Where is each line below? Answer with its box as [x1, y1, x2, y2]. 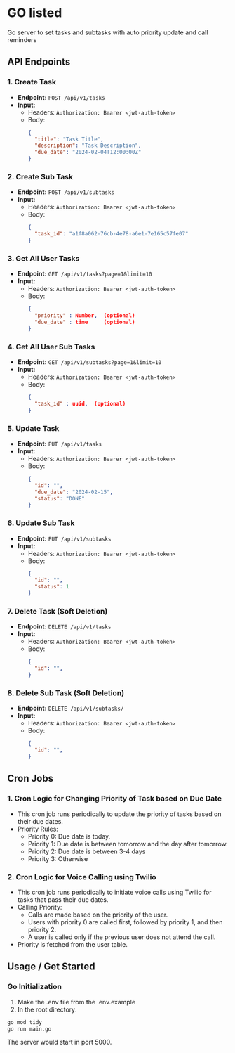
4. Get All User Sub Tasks [7, 342, 95, 351]
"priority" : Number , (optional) [34, 312, 135, 319]
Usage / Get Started [7, 961, 96, 973]
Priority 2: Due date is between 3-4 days [27, 847, 146, 855]
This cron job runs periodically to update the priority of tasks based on [17, 810, 222, 818]
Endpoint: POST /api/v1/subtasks [17, 188, 114, 196]
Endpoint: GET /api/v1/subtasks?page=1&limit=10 [17, 358, 162, 366]
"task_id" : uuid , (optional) [34, 400, 126, 407]
